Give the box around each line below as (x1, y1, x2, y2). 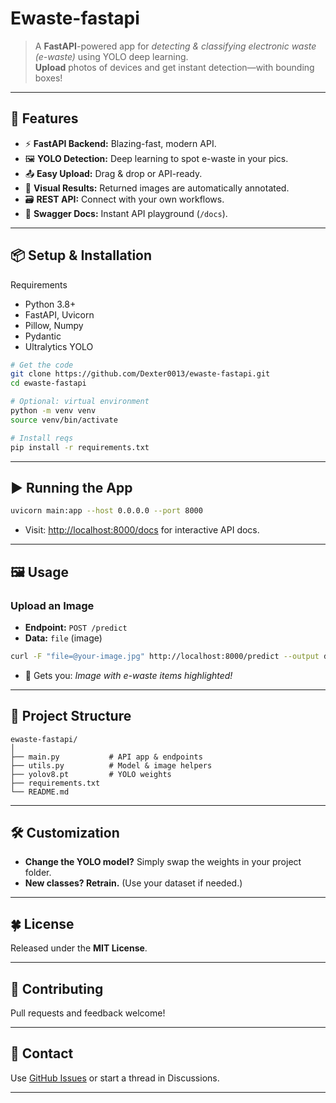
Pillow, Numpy (24, 319, 84, 331)
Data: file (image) (24, 632, 103, 644)
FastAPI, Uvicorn (24, 308, 95, 321)
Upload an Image (10, 598, 95, 612)
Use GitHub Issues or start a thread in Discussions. (10, 1072, 220, 1084)
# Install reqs (10, 433, 74, 443)
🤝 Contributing (10, 980, 104, 997)
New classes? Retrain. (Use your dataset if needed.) (24, 877, 243, 889)
